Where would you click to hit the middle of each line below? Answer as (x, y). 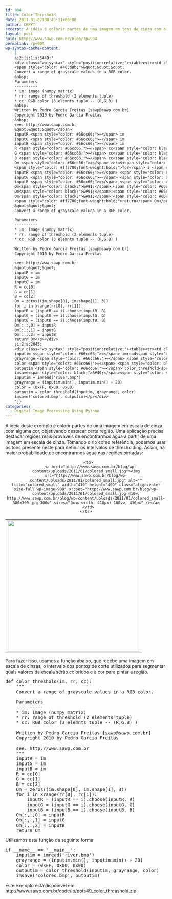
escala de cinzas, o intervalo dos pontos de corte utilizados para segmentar (85, 666)
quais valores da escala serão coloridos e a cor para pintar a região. (77, 672)
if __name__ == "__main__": (40, 850)
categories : (18, 406)
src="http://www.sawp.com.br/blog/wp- (86, 476)
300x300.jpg (25, 503)
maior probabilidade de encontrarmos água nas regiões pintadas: (74, 453)
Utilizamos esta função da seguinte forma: (50, 840)
